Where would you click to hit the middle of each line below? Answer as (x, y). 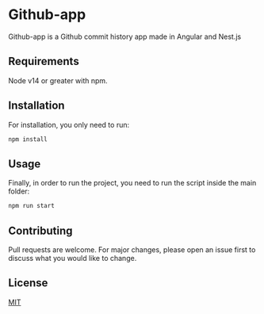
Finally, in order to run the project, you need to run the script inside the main (132, 183)
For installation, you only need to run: (69, 124)
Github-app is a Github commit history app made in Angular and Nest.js (125, 36)
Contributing (40, 230)
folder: (19, 191)
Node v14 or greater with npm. (58, 80)
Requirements (44, 61)
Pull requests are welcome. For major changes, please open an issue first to (132, 249)
